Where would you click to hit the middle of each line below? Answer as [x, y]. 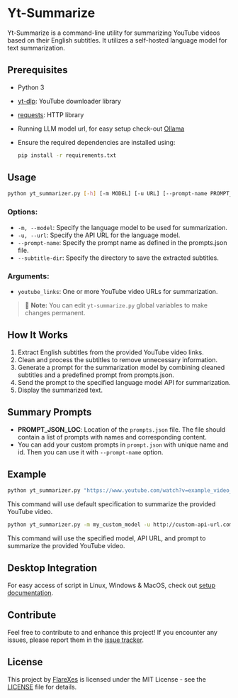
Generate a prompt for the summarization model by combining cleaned [121, 367]
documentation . [30, 593]
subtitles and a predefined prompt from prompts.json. [96, 375]
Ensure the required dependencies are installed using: [96, 142]
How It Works [38, 335]
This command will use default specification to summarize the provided [112, 504]
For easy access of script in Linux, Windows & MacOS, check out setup [112, 585]
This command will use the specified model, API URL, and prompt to [107, 538]
